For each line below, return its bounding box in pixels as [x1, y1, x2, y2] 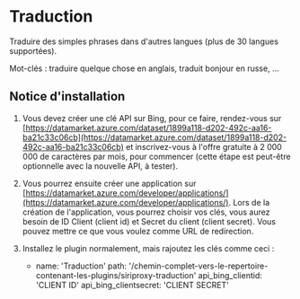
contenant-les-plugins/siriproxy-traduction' [35, 269, 197, 280]
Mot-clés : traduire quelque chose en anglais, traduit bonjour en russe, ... [9, 63, 280, 74]
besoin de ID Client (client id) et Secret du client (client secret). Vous [22, 215, 277, 226]
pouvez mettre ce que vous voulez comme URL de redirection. [22, 225, 254, 236]
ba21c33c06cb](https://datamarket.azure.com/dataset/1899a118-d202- [22, 132, 287, 143]
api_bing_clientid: [198, 269, 262, 280]
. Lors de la [228, 197, 270, 207]
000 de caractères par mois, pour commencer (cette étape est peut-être [22, 151, 291, 162]
